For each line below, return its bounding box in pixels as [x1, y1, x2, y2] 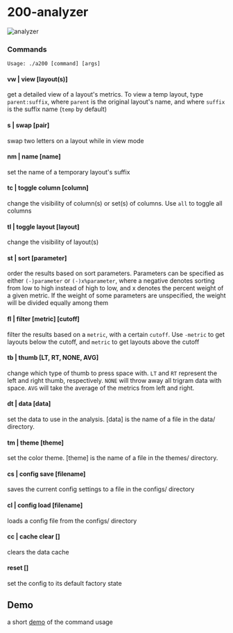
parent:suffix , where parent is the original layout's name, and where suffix [7, 98, 225, 106]
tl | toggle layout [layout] [7, 222, 80, 231]
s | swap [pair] [7, 121, 50, 129]
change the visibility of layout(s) [7, 238, 99, 247]
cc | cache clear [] [7, 532, 60, 541]
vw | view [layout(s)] [7, 74, 68, 83]
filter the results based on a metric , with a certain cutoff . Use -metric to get [7, 330, 225, 338]
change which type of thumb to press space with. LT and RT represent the [7, 369, 217, 377]
